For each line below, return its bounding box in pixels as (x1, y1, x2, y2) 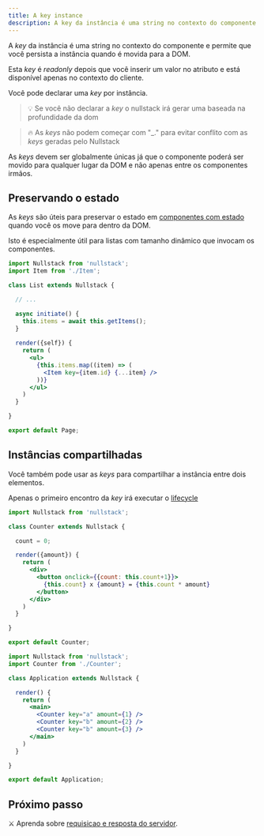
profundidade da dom (27, 112, 99, 122)
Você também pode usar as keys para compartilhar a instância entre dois (8, 469, 247, 479)
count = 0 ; (15, 537, 51, 545)
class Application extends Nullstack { (8, 674, 140, 682)
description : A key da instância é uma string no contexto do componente (8, 19, 257, 27)
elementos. (8, 477, 45, 487)
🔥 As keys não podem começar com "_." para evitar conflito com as (27, 127, 248, 137)
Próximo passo (8, 797, 84, 811)
